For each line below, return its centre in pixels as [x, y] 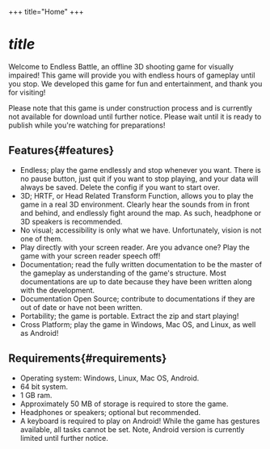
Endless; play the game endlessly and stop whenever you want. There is [140, 170]
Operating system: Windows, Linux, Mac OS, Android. [110, 378]
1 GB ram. [36, 395]
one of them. [41, 238]
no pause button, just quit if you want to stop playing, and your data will [139, 178]
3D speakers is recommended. [71, 221]
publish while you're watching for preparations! [87, 125]
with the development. [57, 290]
